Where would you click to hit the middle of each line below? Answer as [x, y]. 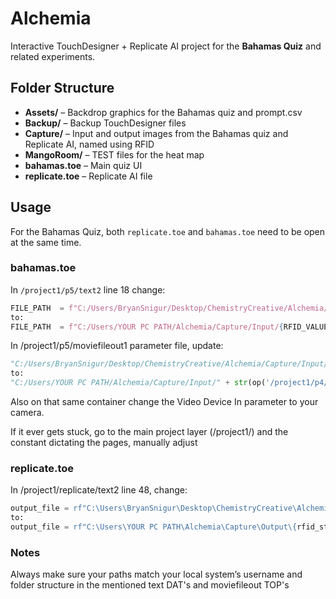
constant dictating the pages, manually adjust [104, 443]
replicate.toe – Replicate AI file [88, 176]
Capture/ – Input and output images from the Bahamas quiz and [156, 133]
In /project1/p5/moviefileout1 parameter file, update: [117, 346]
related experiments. [53, 56]
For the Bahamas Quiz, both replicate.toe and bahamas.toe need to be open [168, 231]
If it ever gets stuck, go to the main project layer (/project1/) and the [149, 432]
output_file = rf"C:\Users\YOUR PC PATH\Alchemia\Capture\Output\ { [154, 527]
